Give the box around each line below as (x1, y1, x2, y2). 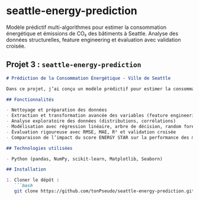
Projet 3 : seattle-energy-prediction (6, 60, 142, 70)
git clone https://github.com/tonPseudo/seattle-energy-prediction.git (14, 188, 195, 194)
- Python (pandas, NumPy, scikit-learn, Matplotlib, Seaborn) (6, 156, 163, 162)
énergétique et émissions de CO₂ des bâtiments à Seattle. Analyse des (6, 29, 179, 37)
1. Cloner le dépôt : (6, 177, 60, 183)
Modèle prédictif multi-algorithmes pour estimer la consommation (6, 24, 167, 31)
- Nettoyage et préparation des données (6, 107, 108, 113)
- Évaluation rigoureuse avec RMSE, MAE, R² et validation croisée (6, 129, 176, 135)
